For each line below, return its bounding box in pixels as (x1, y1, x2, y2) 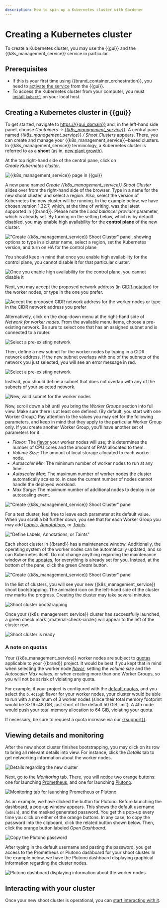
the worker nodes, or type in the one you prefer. (5, 289, 103, 295)
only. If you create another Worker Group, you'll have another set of (5, 424, 144, 430)
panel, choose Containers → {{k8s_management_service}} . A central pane (5, 127, 158, 133)
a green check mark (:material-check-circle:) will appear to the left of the (5, 617, 155, 623)
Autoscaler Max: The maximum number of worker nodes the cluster (12, 471, 152, 477)
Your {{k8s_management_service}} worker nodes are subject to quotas (5, 655, 151, 661)
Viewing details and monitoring (5, 731, 104, 740)
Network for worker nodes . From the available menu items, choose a (5, 319, 146, 325)
